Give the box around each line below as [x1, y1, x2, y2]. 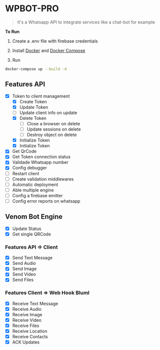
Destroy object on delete [27, 132, 77, 138]
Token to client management [12, 93, 70, 99]
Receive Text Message [12, 301, 58, 306]
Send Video [12, 271, 36, 277]
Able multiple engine [12, 187, 54, 193]
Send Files [12, 277, 34, 283]
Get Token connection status [12, 154, 71, 160]
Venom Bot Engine [5, 212, 63, 221]
